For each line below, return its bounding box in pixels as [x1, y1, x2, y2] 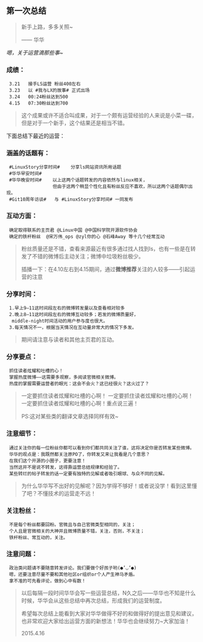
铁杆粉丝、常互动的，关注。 [9, 534, 68, 540]
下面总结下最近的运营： [6, 133, 65, 140]
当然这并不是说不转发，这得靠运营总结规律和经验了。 [9, 464, 123, 470]
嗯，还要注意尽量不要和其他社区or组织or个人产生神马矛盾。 [9, 571, 138, 578]
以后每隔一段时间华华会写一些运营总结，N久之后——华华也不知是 [21, 589, 185, 597]
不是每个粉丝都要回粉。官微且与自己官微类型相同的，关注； [9, 522, 136, 528]
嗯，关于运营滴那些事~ [6, 49, 64, 56]
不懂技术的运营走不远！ [37, 489, 96, 497]
